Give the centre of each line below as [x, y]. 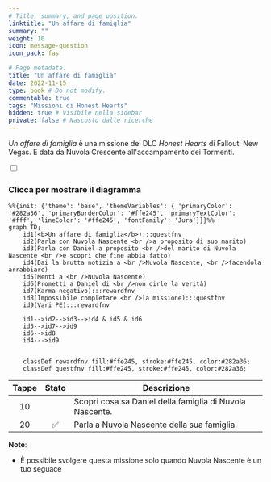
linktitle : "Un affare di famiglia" [70, 23]
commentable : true [39, 98]
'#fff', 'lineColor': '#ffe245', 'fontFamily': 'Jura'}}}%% [112, 220]
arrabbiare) [28, 270]
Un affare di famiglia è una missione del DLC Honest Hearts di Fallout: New [133, 143]
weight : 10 [27, 38]
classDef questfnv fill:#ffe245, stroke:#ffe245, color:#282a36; [135, 369]
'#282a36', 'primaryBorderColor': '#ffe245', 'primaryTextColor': [122, 214]
